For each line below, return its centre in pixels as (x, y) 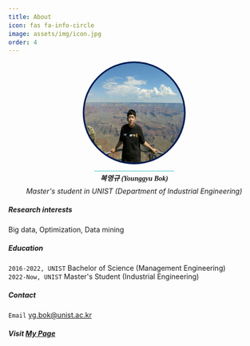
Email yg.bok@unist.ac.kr (50, 315)
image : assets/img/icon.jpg (55, 34)
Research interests (40, 209)
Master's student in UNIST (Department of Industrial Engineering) (134, 191)
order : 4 (23, 42)
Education (26, 248)
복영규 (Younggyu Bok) (134, 179)
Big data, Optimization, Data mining (66, 230)
